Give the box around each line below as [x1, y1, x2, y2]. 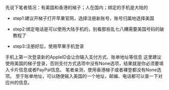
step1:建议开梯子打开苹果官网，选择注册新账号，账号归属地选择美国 [12, 15, 154, 21]
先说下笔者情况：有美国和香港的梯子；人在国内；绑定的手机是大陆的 [5, 5, 148, 10]
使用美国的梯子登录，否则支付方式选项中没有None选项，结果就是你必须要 [5, 61, 159, 66]
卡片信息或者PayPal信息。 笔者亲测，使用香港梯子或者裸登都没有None [9, 67, 157, 73]
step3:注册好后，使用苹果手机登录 [12, 43, 84, 49]
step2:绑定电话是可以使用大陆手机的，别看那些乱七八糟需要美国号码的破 [12, 26, 164, 32]
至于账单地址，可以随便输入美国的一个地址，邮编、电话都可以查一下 [15, 73, 158, 79]
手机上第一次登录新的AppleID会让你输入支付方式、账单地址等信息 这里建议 [5, 54, 162, 60]
